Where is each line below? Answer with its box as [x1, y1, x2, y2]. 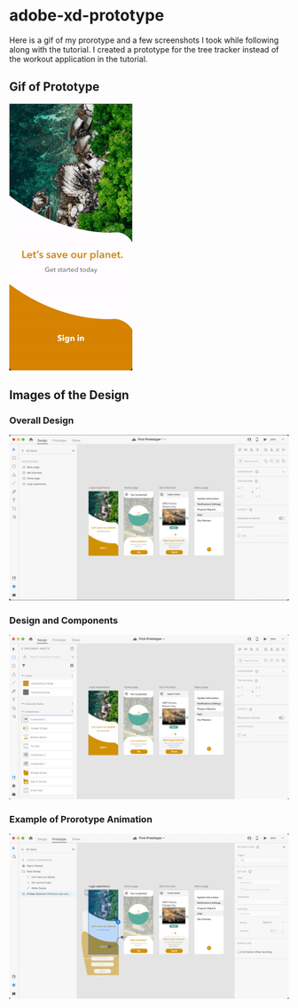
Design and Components [9, 614, 118, 627]
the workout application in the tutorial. [9, 53, 148, 64]
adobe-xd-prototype [9, 5, 165, 26]
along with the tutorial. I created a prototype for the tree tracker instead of [9, 44, 279, 54]
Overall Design [9, 414, 74, 427]
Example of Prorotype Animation [9, 812, 153, 825]
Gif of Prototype [9, 79, 100, 94]
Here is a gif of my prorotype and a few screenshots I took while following [9, 35, 279, 45]
